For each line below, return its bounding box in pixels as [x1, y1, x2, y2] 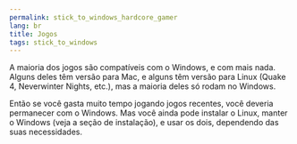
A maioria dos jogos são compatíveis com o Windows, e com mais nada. [9, 62, 276, 73]
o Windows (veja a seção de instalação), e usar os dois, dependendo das [9, 117, 279, 128]
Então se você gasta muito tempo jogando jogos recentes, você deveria [9, 99, 274, 109]
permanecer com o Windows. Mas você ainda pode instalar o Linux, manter [9, 108, 288, 118]
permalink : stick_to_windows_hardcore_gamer [9, 12, 178, 22]
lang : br [9, 21, 42, 30]
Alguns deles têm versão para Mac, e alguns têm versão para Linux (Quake [9, 72, 286, 83]
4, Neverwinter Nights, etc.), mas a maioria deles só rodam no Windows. [9, 81, 276, 92]
